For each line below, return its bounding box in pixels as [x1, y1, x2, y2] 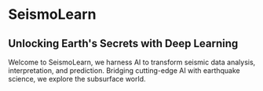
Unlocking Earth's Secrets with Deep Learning [8, 37, 239, 50]
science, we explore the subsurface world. [8, 75, 146, 83]
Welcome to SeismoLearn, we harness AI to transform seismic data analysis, [8, 57, 256, 67]
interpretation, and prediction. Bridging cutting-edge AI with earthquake [8, 66, 241, 75]
